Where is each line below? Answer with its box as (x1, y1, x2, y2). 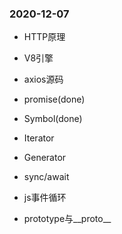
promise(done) (23, 93, 86, 106)
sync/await (23, 171, 70, 183)
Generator (23, 152, 67, 164)
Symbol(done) (23, 113, 83, 125)
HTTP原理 (23, 31, 66, 43)
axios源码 (23, 73, 64, 86)
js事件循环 (23, 192, 67, 204)
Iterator (23, 132, 55, 144)
